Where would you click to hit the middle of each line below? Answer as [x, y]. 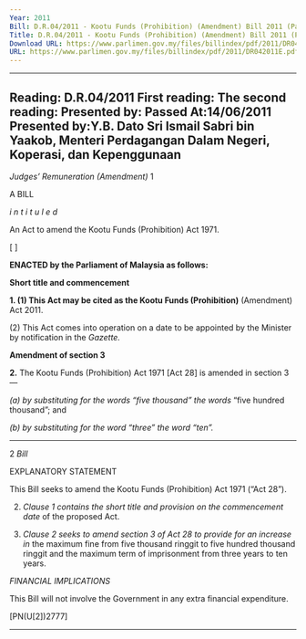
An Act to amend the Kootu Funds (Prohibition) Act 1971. [115, 229]
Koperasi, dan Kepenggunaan [96, 155]
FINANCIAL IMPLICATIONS [60, 581]
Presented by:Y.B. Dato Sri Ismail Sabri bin [132, 126]
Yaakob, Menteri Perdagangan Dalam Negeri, [140, 140]
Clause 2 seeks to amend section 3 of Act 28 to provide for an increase [157, 534]
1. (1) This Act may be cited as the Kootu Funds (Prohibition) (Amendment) [151, 300]
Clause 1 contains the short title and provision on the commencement [153, 507]
